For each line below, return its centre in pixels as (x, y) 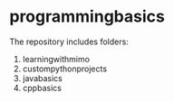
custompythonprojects (64, 69)
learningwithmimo (56, 59)
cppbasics (42, 88)
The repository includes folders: (69, 42)
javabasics (43, 78)
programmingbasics (87, 17)
